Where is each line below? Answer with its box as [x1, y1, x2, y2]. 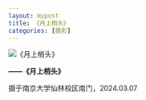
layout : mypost [8, 11, 59, 20]
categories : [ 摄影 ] [8, 26, 71, 34]
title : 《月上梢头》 [8, 19, 70, 27]
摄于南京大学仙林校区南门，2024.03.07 [8, 83, 138, 93]
